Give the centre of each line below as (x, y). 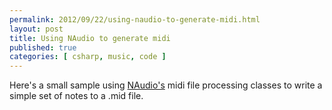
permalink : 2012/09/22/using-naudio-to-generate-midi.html (135, 19)
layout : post (36, 29)
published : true (43, 47)
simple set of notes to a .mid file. (76, 96)
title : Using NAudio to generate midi (90, 38)
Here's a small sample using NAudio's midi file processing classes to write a (166, 85)
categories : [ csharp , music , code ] (88, 57)
